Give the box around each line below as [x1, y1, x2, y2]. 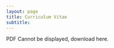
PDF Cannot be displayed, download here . [6, 36, 109, 43]
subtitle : [6, 19, 31, 25]
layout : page [6, 8, 38, 15]
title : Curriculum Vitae [6, 14, 67, 20]
